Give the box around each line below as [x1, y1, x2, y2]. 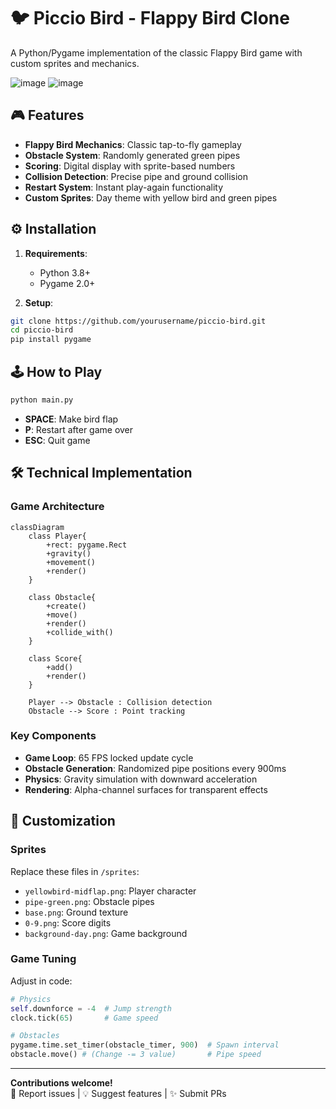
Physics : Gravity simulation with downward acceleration [24, 773, 258, 785]
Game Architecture [10, 500, 105, 514]
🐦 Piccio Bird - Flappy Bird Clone [10, 7, 290, 30]
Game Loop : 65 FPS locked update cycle [24, 751, 194, 764]
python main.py [10, 395, 74, 405]
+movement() [46, 557, 97, 567]
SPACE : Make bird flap [24, 413, 119, 425]
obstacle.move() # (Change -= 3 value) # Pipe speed [10, 1050, 262, 1060]
